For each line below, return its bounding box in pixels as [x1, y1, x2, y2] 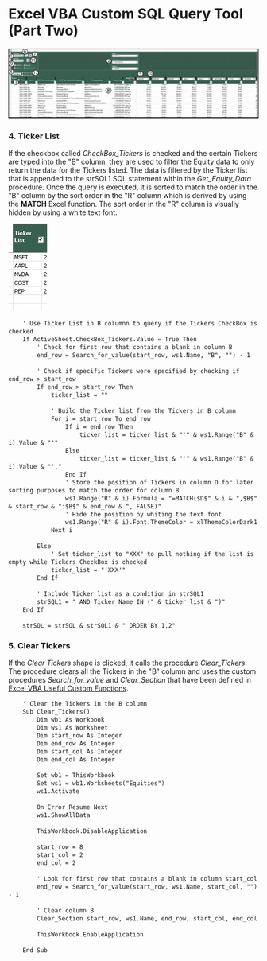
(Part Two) [8, 21, 79, 40]
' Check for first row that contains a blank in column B [37, 344, 233, 352]
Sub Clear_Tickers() [22, 708, 91, 716]
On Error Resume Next [37, 803, 109, 811]
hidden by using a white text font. [8, 208, 118, 217]
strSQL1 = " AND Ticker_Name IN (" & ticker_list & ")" [37, 598, 226, 606]
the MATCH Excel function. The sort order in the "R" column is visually [8, 200, 240, 209]
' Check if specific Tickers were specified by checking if [37, 368, 240, 375]
